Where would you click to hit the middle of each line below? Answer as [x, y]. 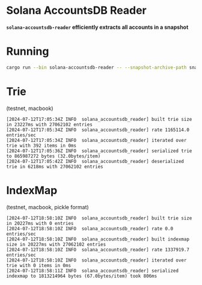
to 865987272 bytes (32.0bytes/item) [54, 156]
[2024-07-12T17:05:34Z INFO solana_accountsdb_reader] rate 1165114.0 [98, 130]
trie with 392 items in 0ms [41, 146]
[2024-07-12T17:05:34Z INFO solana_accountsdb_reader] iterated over [96, 140]
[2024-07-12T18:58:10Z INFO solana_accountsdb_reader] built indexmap [98, 239]
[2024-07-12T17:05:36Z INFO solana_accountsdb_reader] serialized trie [99, 151]
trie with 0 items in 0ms [38, 265]
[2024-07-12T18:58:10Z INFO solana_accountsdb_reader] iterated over [96, 260]
